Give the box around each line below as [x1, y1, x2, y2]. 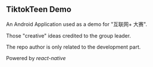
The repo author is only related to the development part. [6, 43, 141, 50]
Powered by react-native [6, 54, 66, 61]
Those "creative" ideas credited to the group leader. [6, 32, 131, 39]
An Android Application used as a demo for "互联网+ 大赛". [6, 20, 148, 28]
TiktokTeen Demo [6, 5, 72, 14]
